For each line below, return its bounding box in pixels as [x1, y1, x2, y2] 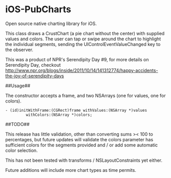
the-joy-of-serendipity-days [5, 72, 64, 79]
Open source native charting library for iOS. [5, 20, 97, 27]
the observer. [5, 46, 34, 53]
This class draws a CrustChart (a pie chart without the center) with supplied [5, 30, 165, 36]
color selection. [5, 147, 38, 154]
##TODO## [5, 121, 30, 127]
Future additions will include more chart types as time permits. [5, 167, 136, 173]
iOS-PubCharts [5, 4, 71, 15]
